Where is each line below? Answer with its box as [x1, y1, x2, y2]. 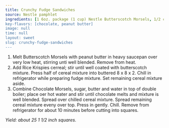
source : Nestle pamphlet [5, 12, 57, 17]
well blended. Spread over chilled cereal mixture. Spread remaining [12, 96, 152, 102]
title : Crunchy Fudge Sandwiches [5, 7, 75, 13]
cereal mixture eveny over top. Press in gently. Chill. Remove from [12, 101, 149, 108]
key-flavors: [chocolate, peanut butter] [5, 21, 94, 27]
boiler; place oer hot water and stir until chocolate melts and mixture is [12, 91, 159, 97]
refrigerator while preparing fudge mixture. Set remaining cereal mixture [12, 75, 162, 81]
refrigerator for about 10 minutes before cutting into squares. [12, 107, 139, 113]
